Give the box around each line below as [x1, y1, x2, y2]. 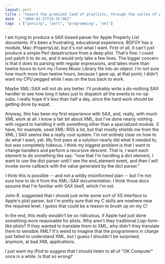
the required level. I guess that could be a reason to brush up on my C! [5, 203, 148, 209]
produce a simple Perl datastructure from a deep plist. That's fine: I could [5, 50, 154, 56]
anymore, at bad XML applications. [5, 239, 76, 245]
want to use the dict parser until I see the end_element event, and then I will [5, 158, 158, 164]
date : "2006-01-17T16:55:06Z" [5, 16, 71, 21]
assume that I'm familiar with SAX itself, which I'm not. [5, 183, 115, 189]
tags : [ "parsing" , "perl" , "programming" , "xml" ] [5, 21, 113, 26]
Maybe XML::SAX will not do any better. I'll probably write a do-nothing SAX [5, 86, 159, 91]
